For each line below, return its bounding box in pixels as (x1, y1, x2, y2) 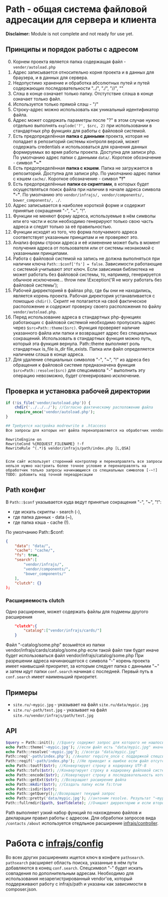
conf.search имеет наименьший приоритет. (5, 674, 98, 680)
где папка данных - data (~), (12, 514, 73, 520)
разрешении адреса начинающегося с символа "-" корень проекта (5, 658, 150, 664)
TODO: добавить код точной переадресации (5, 472, 93, 477)
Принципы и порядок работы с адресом (5, 45, 139, 54)
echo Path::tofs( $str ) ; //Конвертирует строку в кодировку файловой (5, 768, 151, 773)
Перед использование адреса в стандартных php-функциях (12, 314, 142, 320)
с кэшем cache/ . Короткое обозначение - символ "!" (12, 175, 126, 181)
